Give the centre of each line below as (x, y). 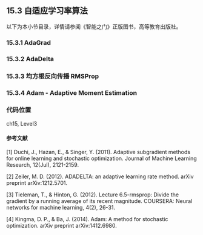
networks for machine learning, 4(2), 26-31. (61, 208)
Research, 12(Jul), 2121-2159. (43, 165)
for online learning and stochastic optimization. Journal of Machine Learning (101, 158)
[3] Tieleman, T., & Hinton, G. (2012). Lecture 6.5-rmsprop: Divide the (93, 195)
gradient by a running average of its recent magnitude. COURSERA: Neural (99, 201)
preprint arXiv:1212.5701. (37, 183)
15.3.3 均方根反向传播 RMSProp (52, 76)
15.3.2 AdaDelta (30, 59)
